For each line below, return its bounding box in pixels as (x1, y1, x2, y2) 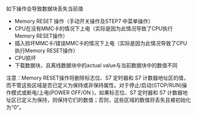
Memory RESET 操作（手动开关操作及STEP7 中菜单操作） (14, 18, 154, 25)
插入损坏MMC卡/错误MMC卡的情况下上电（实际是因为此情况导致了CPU (14, 40, 188, 47)
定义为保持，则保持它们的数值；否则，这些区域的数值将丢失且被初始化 (21, 97, 191, 103)
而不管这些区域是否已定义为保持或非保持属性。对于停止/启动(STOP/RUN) (6, 82, 182, 88)
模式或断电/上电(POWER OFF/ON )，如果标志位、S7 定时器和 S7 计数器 (11, 89, 183, 96)
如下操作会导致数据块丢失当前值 (6, 5, 83, 12)
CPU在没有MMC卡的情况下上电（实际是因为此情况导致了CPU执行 (14, 25, 173, 32)
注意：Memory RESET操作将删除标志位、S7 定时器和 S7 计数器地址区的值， (6, 74, 189, 81)
